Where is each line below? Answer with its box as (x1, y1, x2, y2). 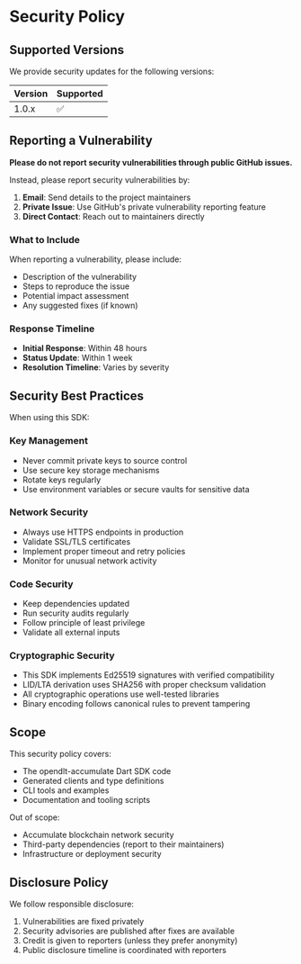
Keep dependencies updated (22, 599, 130, 609)
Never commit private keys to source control (22, 455, 188, 465)
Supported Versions (9, 42, 124, 58)
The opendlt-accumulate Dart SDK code (22, 766, 172, 777)
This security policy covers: (9, 749, 112, 760)
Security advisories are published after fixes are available (22, 925, 235, 937)
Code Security (9, 578, 74, 590)
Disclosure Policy (9, 875, 110, 890)
